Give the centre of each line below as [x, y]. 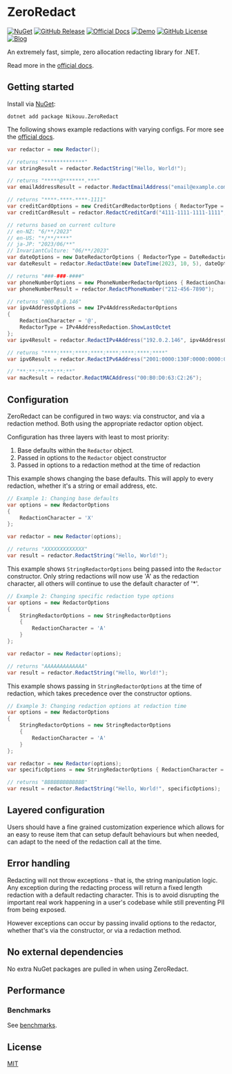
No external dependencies [65, 952]
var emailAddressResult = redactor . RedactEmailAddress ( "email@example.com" [118, 188]
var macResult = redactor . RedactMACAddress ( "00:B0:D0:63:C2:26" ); [105, 378]
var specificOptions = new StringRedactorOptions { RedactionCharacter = [116, 770]
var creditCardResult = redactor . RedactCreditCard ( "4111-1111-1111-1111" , [117, 212]
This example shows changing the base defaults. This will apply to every [110, 478]
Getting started [41, 87]
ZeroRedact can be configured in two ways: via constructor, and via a [106, 416]
